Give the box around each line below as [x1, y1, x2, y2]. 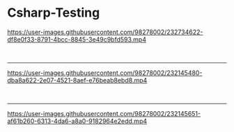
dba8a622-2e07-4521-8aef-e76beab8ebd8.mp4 [7, 76, 148, 84]
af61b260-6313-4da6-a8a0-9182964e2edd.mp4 [7, 117, 148, 125]
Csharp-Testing [7, 5, 100, 21]
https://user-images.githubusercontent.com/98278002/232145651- [7, 109, 201, 117]
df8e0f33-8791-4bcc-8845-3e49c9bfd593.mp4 [7, 35, 146, 43]
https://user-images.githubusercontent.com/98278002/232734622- [7, 28, 203, 36]
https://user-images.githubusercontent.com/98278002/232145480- [7, 68, 203, 77]
